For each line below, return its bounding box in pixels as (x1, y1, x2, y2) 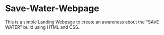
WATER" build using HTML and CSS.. (5, 24, 81, 30)
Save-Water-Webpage (5, 3, 100, 14)
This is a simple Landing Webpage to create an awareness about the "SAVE (5, 19, 160, 25)
